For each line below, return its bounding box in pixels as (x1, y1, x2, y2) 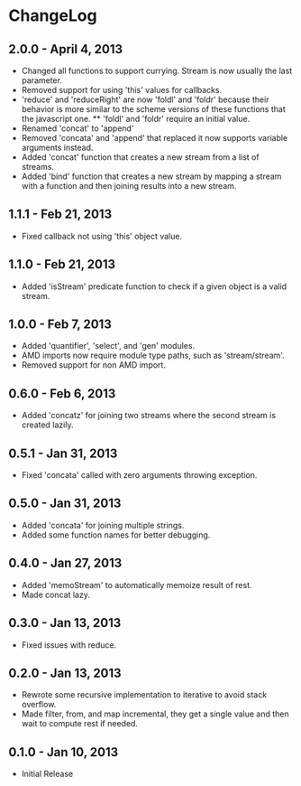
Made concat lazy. (21, 589, 91, 600)
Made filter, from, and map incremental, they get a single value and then (21, 708, 289, 719)
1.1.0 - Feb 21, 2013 (8, 257, 116, 272)
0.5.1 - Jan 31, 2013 (8, 445, 118, 461)
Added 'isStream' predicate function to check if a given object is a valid (21, 281, 287, 292)
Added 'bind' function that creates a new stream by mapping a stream (21, 171, 282, 182)
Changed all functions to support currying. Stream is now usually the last (21, 65, 293, 76)
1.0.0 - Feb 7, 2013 (8, 317, 112, 332)
